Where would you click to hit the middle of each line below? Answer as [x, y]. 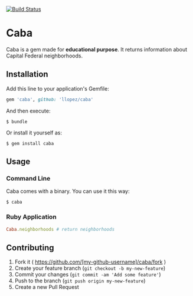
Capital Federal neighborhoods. [45, 56]
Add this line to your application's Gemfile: [58, 88]
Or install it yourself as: [34, 133]
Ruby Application [32, 217]
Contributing [30, 248]
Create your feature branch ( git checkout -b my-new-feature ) [90, 268]
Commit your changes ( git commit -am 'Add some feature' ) [88, 275]
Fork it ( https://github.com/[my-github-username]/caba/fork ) [90, 262]
